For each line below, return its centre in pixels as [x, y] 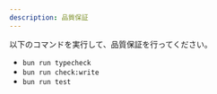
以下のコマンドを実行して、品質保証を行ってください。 [111, 44]
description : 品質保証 [49, 17]
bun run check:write [61, 73]
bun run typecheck [56, 63]
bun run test [47, 81]
